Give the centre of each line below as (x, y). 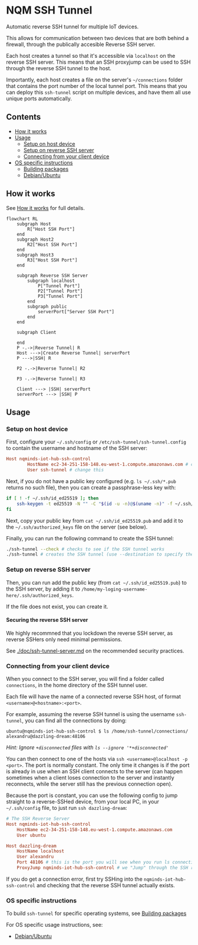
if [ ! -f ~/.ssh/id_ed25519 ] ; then (52, 498)
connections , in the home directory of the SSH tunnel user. (77, 685)
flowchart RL (22, 219)
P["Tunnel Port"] (59, 286)
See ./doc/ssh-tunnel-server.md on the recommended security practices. (95, 651)
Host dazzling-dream (32, 846)
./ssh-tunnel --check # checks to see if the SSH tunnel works (85, 549)
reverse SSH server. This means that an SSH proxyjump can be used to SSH (98, 62)
